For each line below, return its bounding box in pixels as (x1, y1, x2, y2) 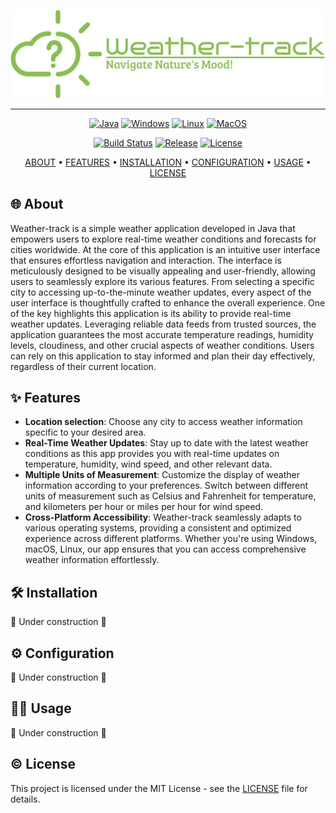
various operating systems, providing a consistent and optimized (24, 522, 292, 534)
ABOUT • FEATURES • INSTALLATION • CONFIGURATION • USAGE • (24, 156, 312, 168)
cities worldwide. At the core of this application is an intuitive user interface (10, 243, 321, 255)
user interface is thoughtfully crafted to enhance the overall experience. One (10, 296, 326, 309)
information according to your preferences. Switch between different (24, 480, 309, 492)
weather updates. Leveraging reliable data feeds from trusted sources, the (10, 318, 317, 330)
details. (10, 793, 41, 805)
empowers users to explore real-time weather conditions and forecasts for (10, 233, 317, 245)
